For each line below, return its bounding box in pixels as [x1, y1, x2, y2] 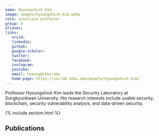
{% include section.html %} [5, 110, 61, 116]
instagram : [11, 62, 34, 67]
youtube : [11, 67, 30, 72]
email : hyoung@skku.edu [11, 72, 61, 77]
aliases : [5, 26, 23, 31]
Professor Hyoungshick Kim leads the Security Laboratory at [5, 90, 128, 95]
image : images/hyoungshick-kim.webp [5, 12, 80, 17]
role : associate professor [5, 16, 61, 21]
